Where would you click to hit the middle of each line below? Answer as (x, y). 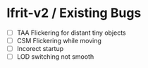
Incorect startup (40, 49)
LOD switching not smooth (55, 57)
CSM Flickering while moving (59, 41)
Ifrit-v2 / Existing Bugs (74, 13)
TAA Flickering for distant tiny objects (71, 33)
